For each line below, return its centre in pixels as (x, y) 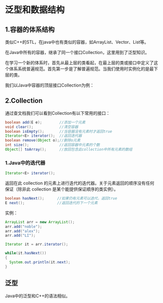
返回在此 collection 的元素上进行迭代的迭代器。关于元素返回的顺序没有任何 (80, 183)
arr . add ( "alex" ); (23, 231)
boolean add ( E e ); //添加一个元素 (45, 122)
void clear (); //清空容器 (42, 127)
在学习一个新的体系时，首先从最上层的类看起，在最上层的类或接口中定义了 (79, 63)
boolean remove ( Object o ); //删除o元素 (43, 141)
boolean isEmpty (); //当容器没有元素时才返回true (59, 131)
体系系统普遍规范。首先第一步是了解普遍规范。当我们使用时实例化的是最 (81, 69)
